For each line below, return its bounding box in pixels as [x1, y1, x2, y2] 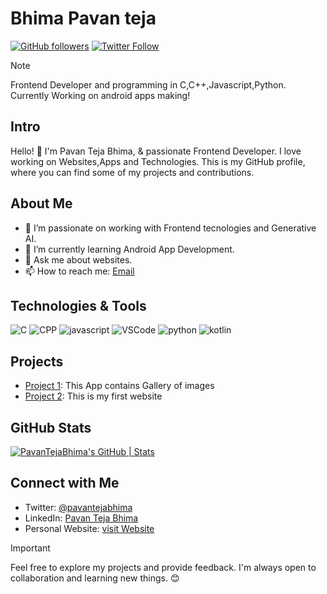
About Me [10, 195, 73, 212]
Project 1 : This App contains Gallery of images [24, 380, 215, 392]
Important [10, 542, 51, 554]
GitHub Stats [10, 419, 92, 436]
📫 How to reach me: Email [24, 265, 135, 277]
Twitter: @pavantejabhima [24, 501, 133, 513]
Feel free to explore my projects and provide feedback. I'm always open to [10, 561, 317, 573]
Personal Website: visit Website [24, 522, 155, 534]
